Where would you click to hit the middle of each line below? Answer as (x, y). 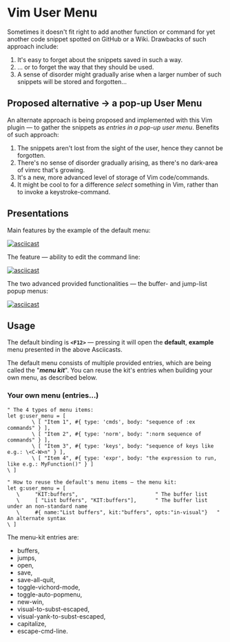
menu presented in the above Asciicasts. (65, 350)
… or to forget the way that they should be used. (85, 67)
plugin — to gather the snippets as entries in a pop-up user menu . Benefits (113, 127)
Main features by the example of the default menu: (79, 230)
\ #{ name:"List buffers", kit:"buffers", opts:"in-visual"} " (118, 512)
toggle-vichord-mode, (49, 587)
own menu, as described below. (52, 377)
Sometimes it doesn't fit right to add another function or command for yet (111, 32)
